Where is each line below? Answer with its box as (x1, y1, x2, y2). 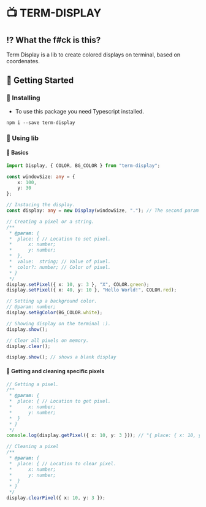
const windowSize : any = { (6, 174, 75, 180)
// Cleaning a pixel (6, 444, 59, 450)
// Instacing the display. (6, 202, 75, 208)
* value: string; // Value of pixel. (9, 258, 112, 265)
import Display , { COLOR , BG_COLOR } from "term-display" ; (6, 162, 161, 169)
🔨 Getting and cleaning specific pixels (6, 367, 105, 374)
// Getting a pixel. (6, 381, 59, 387)
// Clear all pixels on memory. (6, 337, 89, 344)
